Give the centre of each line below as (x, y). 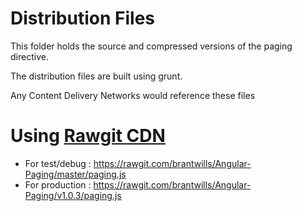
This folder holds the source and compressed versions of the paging (151, 46)
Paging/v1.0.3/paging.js (73, 195)
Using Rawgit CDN (88, 136)
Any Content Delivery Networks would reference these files (133, 95)
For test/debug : (58, 163)
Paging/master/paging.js (75, 174)
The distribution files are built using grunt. (96, 76)
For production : (58, 184)
